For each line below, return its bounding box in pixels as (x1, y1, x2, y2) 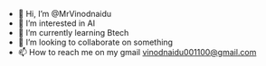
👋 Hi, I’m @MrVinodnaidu (17, 9, 112, 19)
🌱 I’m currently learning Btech (17, 28, 129, 37)
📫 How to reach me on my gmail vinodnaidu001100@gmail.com (17, 47, 257, 57)
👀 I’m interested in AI (17, 18, 96, 29)
